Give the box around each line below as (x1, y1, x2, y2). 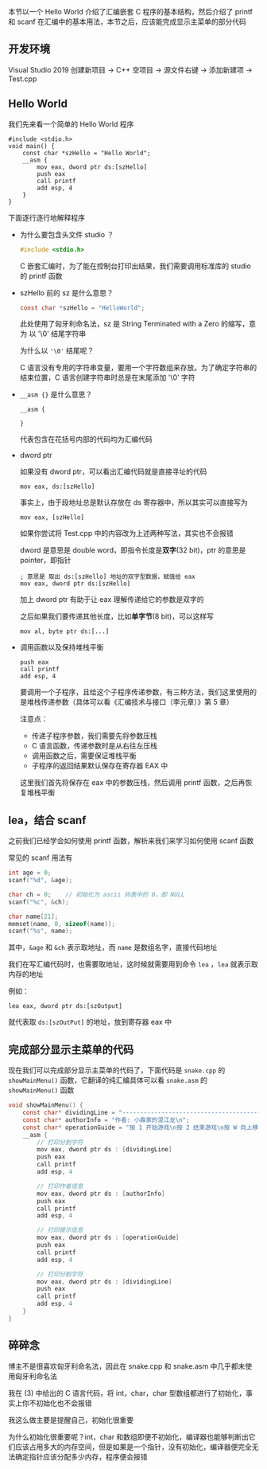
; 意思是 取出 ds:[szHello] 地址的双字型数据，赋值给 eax (19, 572, 196, 581)
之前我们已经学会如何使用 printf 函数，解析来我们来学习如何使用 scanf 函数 (8, 836, 254, 846)
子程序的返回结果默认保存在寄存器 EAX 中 (31, 761, 168, 771)
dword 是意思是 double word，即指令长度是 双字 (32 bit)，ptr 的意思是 (19, 545, 246, 555)
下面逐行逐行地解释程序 (8, 213, 85, 222)
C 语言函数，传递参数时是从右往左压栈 (31, 741, 157, 751)
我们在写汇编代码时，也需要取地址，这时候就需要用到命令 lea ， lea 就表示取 (8, 959, 258, 969)
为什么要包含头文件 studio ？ (19, 229, 114, 239)
